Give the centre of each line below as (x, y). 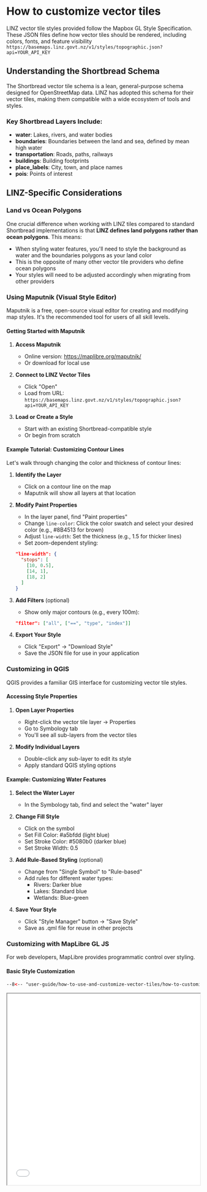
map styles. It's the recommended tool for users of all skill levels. (88, 317)
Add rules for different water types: (69, 878)
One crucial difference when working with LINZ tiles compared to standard (100, 224)
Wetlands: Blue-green (61, 898)
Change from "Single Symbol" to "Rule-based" (83, 872)
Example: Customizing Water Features (56, 779)
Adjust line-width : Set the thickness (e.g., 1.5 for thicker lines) (103, 537)
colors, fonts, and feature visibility (49, 41)
